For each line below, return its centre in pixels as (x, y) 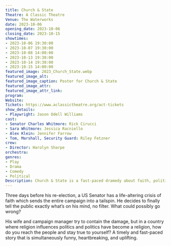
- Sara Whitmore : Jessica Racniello (44, 129)
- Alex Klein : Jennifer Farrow (38, 133)
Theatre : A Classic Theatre (35, 15)
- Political (18, 176)
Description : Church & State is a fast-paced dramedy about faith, (78, 181)
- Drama (13, 166)
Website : (15, 100)
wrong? (13, 212)
